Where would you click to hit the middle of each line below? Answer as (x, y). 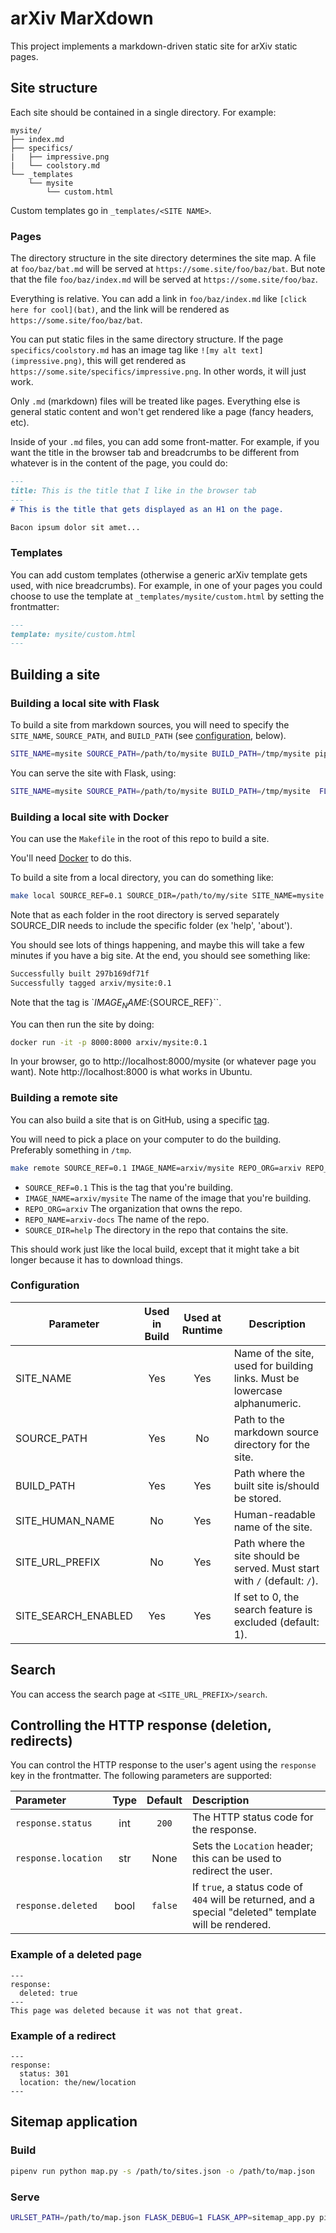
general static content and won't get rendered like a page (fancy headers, (162, 412)
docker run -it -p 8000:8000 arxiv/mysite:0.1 (109, 1042)
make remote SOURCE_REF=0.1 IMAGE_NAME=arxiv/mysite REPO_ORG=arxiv (156, 1168)
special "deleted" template (254, 1912)
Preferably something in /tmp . (71, 1149)
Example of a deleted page (76, 1955)
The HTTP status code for (252, 1817)
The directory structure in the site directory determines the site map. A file (163, 258)
